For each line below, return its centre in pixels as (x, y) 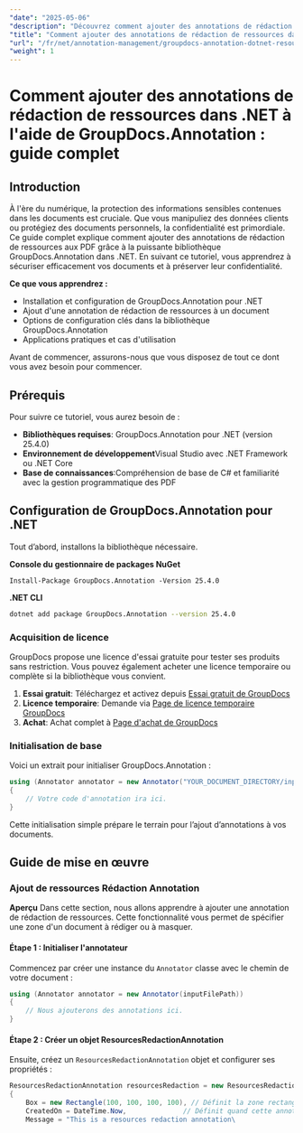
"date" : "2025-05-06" (50, 18)
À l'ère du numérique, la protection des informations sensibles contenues (146, 209)
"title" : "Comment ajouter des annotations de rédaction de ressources (147, 34)
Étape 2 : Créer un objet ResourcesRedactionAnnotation (116, 1039)
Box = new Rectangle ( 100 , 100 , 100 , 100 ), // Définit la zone (145, 1103)
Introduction (45, 187)
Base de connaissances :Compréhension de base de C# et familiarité (151, 473)
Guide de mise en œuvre (79, 862)
